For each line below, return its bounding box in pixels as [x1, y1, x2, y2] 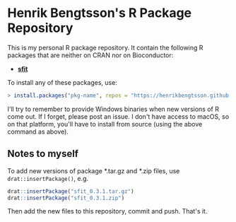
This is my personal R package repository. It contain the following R [7, 43, 203, 52]
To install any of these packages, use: [7, 78, 118, 86]
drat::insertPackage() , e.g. [7, 174, 89, 182]
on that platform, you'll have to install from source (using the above [7, 119, 203, 128]
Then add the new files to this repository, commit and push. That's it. [7, 207, 208, 216]
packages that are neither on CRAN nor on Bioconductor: [7, 51, 174, 59]
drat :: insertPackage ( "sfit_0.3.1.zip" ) [7, 194, 125, 201]
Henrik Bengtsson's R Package [7, 5, 192, 21]
